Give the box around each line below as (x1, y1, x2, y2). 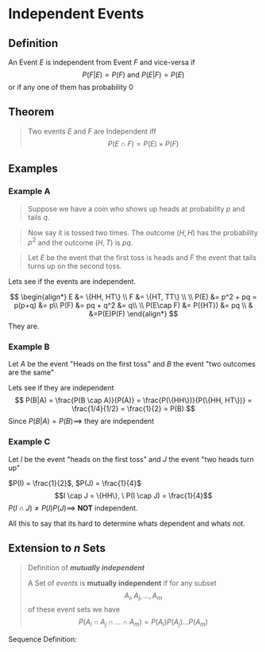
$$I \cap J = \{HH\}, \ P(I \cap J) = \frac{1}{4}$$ (54, 491, 213, 500)
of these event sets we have (27, 605, 121, 615)
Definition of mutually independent (27, 562, 145, 572)
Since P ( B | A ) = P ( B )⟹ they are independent (8, 417, 155, 426)
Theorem (8, 105, 55, 119)
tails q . (27, 212, 50, 222)
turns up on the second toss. (27, 262, 122, 271)
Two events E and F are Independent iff (27, 126, 156, 136)
